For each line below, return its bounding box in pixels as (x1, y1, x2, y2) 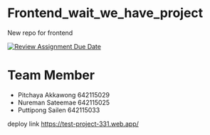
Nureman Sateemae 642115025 (17, 98, 110, 107)
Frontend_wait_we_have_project (7, 5, 204, 21)
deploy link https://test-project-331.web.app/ (7, 119, 139, 128)
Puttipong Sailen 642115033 (17, 105, 100, 114)
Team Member (7, 67, 95, 83)
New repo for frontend (7, 28, 73, 37)
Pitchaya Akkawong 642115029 (17, 90, 110, 99)
